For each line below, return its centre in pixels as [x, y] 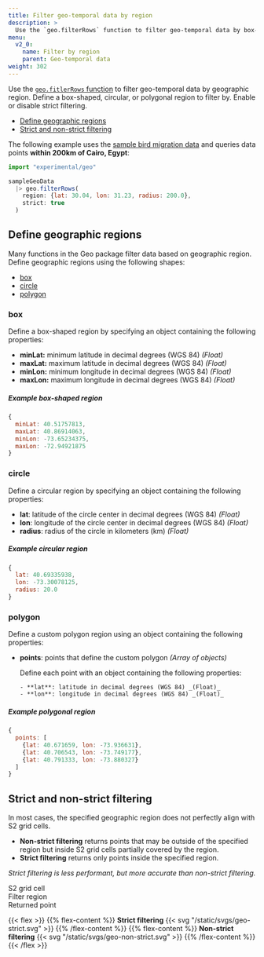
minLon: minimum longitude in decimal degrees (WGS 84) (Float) [125, 372]
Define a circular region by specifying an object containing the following [125, 491]
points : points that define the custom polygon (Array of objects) [123, 658]
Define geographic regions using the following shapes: [97, 262]
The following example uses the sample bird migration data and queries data [132, 144]
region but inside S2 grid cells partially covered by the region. [119, 849]
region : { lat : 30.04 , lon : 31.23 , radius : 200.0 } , [107, 196]
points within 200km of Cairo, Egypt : [69, 152]
